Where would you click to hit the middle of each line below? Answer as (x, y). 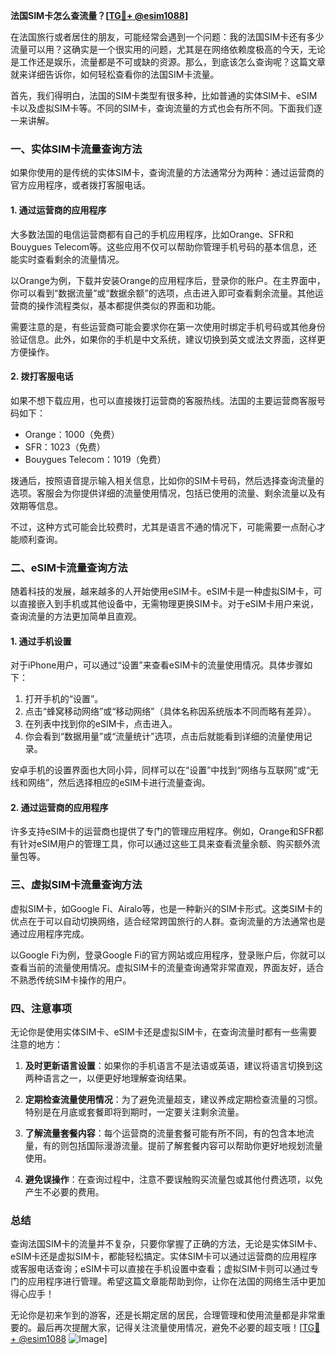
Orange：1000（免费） (72, 434)
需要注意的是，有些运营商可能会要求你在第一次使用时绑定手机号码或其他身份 (168, 326)
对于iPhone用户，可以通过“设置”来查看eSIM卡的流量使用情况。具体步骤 (157, 665)
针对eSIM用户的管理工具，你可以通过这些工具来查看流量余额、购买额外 (165, 844)
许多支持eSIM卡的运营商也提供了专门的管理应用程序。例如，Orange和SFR (162, 831)
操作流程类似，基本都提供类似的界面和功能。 (128, 305)
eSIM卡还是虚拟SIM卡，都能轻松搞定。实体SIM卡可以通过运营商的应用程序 (164, 1256)
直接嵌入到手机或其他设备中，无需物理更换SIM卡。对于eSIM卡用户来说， (168, 603)
